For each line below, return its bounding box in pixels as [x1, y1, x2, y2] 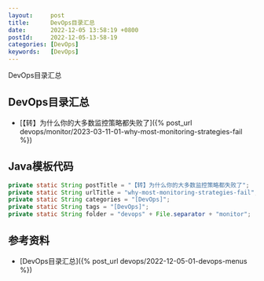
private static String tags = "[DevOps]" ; [8, 203, 149, 211]
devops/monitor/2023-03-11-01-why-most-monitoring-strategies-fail [19, 126, 243, 136]
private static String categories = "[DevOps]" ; [8, 195, 170, 204]
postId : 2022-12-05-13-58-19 [8, 33, 118, 42]
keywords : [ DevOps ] [8, 48, 79, 56]
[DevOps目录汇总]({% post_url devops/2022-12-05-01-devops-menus [19, 256, 247, 265]
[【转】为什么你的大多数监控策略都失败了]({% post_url [19, 118, 192, 127]
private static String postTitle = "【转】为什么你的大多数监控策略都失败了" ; [8, 181, 250, 189]
